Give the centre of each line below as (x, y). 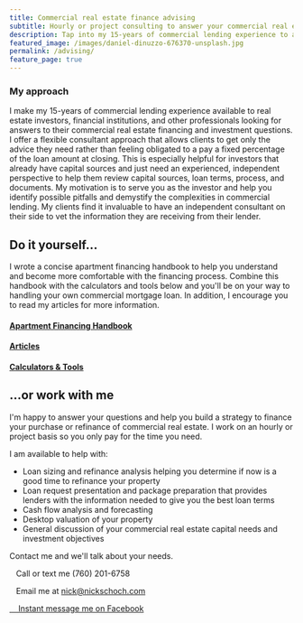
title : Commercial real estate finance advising (102, 18)
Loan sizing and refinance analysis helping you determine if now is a (149, 471)
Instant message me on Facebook (81, 608)
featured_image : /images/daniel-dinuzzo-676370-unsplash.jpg (127, 43)
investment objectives (63, 538)
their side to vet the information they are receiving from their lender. (135, 217)
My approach (39, 91)
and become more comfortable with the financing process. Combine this (144, 276)
